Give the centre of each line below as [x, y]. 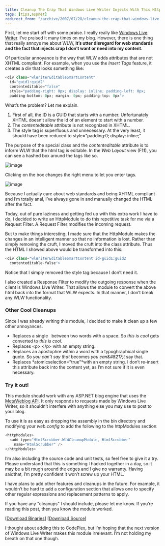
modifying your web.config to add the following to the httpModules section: [82, 426]
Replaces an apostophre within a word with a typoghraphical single [80, 351]
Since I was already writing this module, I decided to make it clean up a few [81, 321]
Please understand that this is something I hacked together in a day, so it [79, 463]
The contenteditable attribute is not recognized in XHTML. [71, 125]
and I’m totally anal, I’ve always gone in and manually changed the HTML [79, 199]
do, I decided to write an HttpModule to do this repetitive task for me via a [80, 219]
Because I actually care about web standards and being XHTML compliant [80, 194]
